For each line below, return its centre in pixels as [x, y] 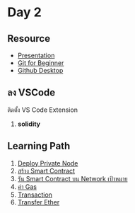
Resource [29, 39]
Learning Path [39, 146]
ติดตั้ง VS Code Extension [42, 110]
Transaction [35, 195]
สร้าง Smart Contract [46, 171]
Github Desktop [40, 70]
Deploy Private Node [48, 163]
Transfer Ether [39, 202]
